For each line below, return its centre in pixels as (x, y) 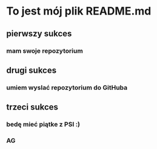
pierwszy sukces (39, 34)
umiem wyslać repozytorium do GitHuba (67, 87)
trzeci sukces (32, 107)
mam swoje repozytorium (45, 51)
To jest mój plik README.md (79, 11)
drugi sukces (31, 70)
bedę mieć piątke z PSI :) (43, 124)
